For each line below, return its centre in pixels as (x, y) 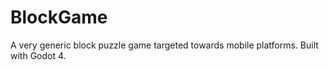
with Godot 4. (38, 55)
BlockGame (59, 17)
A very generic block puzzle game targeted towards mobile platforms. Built (164, 45)
